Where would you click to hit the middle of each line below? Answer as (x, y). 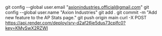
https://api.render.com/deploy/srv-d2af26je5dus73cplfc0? (65, 23)
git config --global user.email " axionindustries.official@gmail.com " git (77, 7)
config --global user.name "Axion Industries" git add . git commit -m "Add (81, 12)
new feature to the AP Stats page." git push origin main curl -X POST (76, 18)
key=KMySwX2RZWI (27, 28)
